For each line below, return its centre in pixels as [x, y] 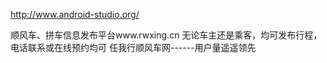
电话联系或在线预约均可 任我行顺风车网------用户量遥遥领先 [133, 47]
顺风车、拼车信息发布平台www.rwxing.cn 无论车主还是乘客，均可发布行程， [166, 35]
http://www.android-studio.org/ [75, 14]
